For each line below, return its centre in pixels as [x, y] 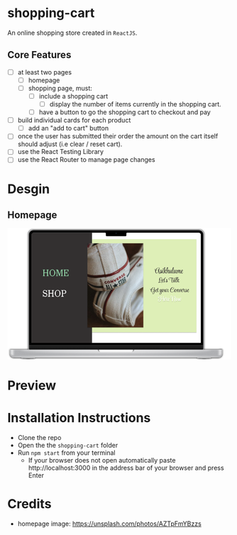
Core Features [39, 55]
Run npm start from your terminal [66, 453]
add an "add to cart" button [68, 128]
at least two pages [45, 72]
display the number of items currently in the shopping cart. [135, 104]
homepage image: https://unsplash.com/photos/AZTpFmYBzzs [110, 524]
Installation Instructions [79, 418]
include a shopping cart [73, 96]
